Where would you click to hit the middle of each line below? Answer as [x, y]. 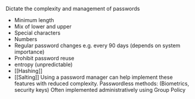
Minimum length [34, 20]
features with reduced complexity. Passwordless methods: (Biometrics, [102, 83]
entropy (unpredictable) [43, 64]
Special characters [37, 33]
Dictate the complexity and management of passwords [73, 9]
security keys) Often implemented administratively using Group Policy [100, 90]
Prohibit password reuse [44, 58]
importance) [29, 52]
